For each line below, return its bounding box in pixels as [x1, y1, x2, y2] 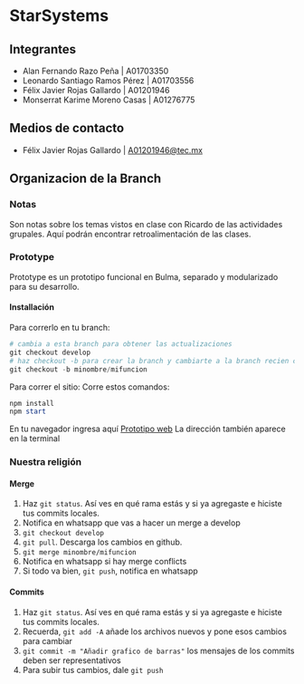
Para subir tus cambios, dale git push [22, 664, 164, 675]
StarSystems [9, 5, 109, 26]
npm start [9, 407, 47, 417]
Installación [9, 302, 54, 313]
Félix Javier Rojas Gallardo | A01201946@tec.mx [22, 144, 204, 155]
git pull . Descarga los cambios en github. [22, 536, 183, 548]
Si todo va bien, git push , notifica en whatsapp [22, 565, 199, 576]
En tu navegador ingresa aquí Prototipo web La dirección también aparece [9, 423, 287, 435]
